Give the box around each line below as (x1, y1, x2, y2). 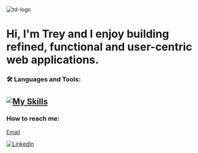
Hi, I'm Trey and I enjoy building (6, 27, 169, 41)
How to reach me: (6, 115, 60, 123)
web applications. (6, 53, 99, 67)
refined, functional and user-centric (6, 40, 193, 54)
